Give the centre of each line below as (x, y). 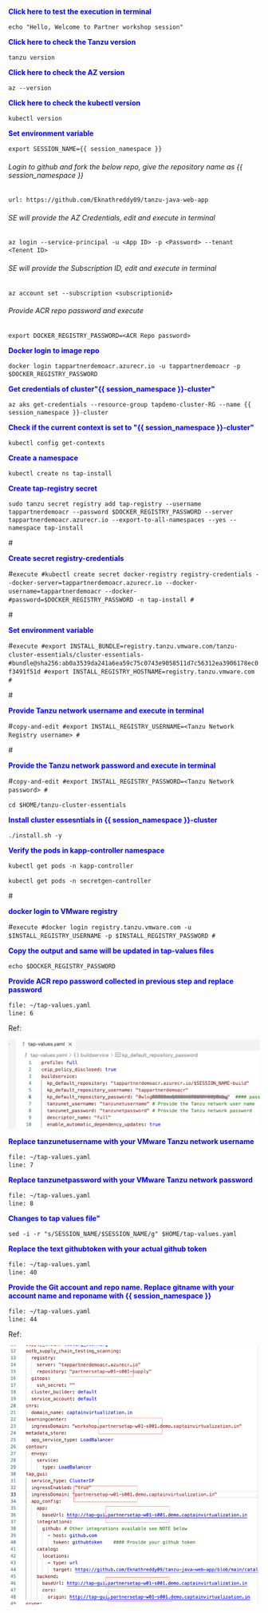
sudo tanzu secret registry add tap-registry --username (105, 504)
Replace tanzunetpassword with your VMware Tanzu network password (130, 1180)
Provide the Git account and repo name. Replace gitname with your (121, 1287)
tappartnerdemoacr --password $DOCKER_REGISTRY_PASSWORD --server (121, 512)
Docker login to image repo (54, 350)
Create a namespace (43, 458)
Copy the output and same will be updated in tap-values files (111, 951)
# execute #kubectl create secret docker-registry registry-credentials (130, 574)
